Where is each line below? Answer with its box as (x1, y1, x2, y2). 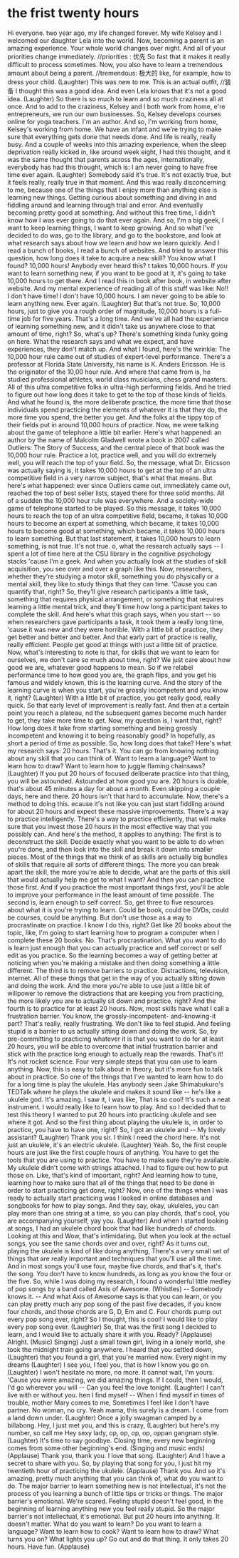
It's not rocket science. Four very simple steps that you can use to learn (7, 1057, 218, 1066)
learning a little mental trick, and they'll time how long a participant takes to (7, 602, 228, 611)
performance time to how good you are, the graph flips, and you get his (7, 671, 217, 679)
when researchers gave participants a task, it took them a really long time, (7, 617, 224, 626)
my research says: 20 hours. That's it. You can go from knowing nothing (7, 746, 219, 755)
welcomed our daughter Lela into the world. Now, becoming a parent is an (7, 36, 224, 44)
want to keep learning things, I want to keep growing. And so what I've (7, 223, 214, 232)
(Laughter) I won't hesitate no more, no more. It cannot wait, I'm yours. (7, 1368, 215, 1376)
